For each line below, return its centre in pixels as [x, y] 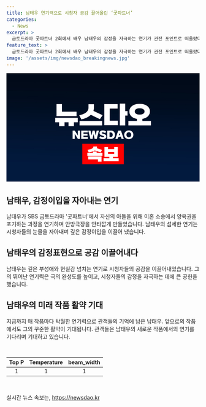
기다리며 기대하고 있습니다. [38, 337]
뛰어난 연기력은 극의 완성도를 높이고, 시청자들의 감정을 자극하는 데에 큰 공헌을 [105, 276]
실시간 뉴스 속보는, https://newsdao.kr [53, 397]
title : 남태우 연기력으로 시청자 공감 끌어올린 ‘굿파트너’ [70, 13]
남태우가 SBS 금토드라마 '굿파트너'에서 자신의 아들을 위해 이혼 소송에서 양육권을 [101, 216]
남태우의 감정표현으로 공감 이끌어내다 [72, 253]
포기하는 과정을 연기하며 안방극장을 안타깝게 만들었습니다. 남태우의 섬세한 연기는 [102, 224]
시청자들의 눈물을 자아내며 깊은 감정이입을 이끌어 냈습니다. [76, 232]
